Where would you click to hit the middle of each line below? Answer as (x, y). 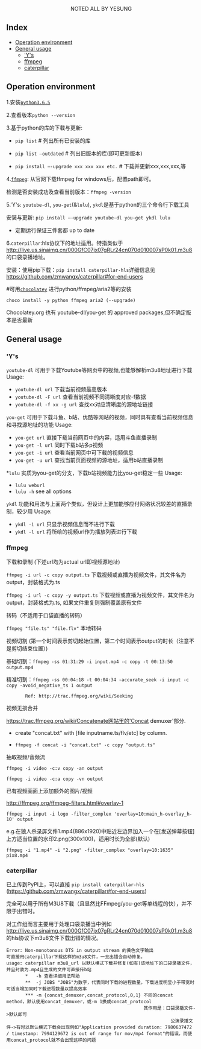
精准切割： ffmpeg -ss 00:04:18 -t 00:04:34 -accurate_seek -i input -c (98, 679)
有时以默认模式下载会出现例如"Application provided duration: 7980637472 (104, 1027)
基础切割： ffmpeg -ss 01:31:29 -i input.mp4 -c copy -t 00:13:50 (90, 661)
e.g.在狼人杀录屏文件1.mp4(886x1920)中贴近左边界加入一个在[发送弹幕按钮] (100, 831)
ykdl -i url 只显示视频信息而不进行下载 (65, 524)
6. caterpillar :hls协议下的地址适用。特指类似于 (65, 243)
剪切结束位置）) (29, 648)
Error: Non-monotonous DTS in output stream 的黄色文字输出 (80, 950)
